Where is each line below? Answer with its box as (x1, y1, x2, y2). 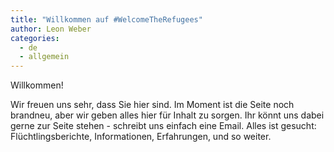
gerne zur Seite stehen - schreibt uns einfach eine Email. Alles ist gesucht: (10, 120, 317, 132)
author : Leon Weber (10, 24, 92, 34)
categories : (10, 33, 60, 43)
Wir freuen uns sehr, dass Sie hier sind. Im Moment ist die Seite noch (10, 99, 295, 111)
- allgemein (19, 52, 70, 62)
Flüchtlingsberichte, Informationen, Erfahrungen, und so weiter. (10, 131, 272, 143)
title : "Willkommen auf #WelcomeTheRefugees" (10, 14, 203, 25)
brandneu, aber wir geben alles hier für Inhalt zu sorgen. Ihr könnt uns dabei (10, 109, 325, 121)
